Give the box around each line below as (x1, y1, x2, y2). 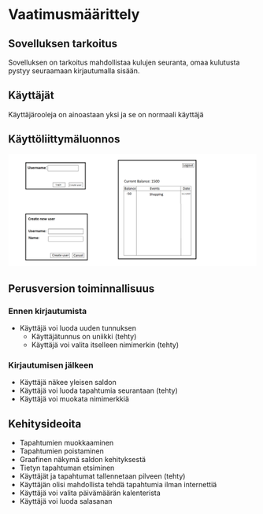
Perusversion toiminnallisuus (8, 282, 155, 295)
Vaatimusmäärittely (8, 6, 140, 24)
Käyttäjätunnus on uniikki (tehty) (31, 332, 137, 342)
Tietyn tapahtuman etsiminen (19, 463, 115, 473)
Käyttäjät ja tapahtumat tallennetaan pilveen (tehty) (19, 471, 186, 481)
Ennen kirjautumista (8, 305, 87, 316)
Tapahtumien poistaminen (19, 446, 105, 456)
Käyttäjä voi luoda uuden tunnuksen (19, 324, 136, 333)
